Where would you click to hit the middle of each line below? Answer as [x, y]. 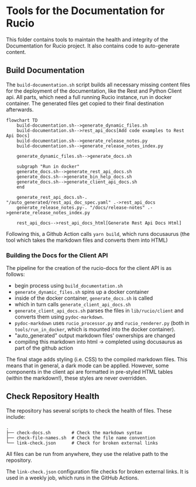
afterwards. [20, 109]
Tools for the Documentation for [85, 11]
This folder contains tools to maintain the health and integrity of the [87, 39]
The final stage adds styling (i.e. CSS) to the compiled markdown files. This [97, 360]
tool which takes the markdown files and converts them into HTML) [87, 240]
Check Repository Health [53, 396]
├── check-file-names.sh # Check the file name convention [81, 438]
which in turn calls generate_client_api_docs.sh [73, 305]
